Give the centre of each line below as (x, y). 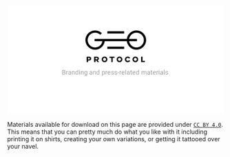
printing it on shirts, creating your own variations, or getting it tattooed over (114, 139)
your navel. (23, 146)
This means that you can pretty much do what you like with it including (107, 132)
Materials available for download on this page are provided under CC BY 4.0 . (115, 124)
